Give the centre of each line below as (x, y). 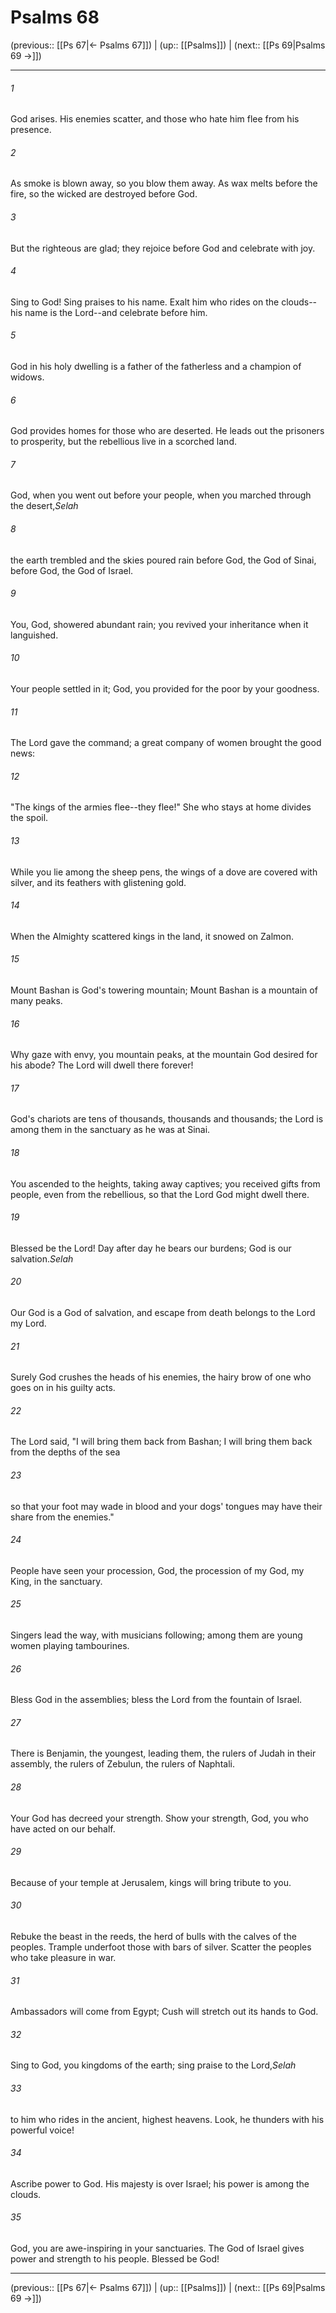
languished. (34, 635)
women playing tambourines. (70, 1646)
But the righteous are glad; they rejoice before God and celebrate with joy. (163, 248)
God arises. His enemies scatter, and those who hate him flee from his (155, 119)
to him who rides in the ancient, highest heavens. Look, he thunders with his (167, 2119)
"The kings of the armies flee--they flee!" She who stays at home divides (161, 807)
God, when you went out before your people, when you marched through (161, 495)
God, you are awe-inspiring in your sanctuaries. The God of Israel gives (157, 2248)
